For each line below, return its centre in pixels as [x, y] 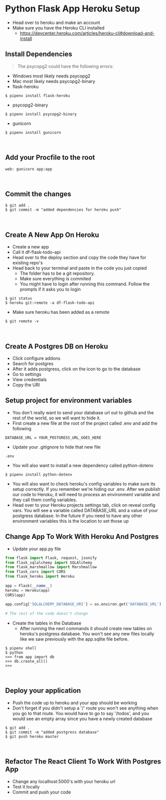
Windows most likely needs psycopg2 [51, 76]
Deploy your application [43, 691]
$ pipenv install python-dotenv [39, 474]
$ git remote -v [22, 321]
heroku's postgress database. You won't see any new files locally [87, 634]
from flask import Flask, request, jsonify [51, 558]
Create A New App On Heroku [52, 235]
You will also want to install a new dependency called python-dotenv [83, 465]
